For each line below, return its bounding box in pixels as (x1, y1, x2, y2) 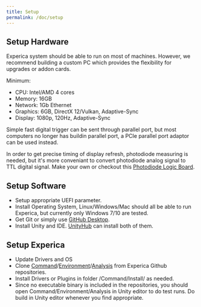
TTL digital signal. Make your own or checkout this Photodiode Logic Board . (6, 163, 195, 170)
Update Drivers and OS (14, 255, 73, 262)
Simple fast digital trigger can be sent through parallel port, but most (6, 126, 177, 133)
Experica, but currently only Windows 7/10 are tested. (14, 209, 149, 217)
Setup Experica (6, 240, 65, 250)
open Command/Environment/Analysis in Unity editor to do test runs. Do (14, 287, 195, 295)
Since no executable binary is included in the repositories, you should (14, 281, 188, 288)
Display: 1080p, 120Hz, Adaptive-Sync (14, 114, 110, 122)
